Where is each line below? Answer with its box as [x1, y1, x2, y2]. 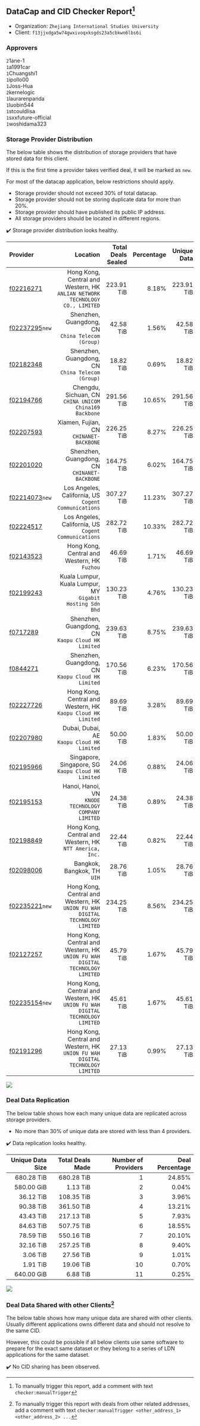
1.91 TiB [23, 1260, 47, 1268]
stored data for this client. [6, 155, 70, 162]
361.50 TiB [58, 1202, 91, 1211]
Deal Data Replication [6, 1096, 70, 1105]
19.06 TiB [62, 1260, 91, 1268]
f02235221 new [9, 902, 52, 910]
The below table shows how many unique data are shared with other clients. [6, 1315, 193, 1322]
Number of [112, 1156, 143, 1164]
